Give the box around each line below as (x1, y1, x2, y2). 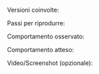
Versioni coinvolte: (7, 6, 59, 14)
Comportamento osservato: (7, 32, 85, 40)
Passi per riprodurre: (7, 19, 66, 27)
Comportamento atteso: (7, 46, 74, 53)
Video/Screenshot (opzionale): (7, 59, 94, 67)
